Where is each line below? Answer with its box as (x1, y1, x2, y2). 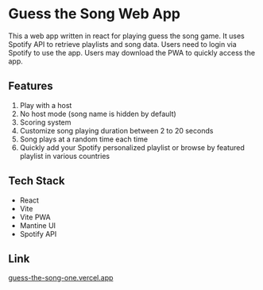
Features (8, 79, 53, 93)
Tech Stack (8, 174, 65, 188)
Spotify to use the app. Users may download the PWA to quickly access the (8, 48, 256, 57)
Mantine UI (19, 220, 56, 230)
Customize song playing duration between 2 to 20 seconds (19, 126, 214, 135)
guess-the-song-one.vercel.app (8, 273, 114, 283)
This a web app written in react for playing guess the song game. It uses (8, 31, 245, 41)
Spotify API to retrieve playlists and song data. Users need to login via (8, 39, 237, 48)
